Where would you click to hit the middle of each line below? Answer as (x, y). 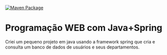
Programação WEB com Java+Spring (84, 28)
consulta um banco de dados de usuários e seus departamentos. (72, 47)
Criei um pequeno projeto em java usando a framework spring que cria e (80, 41)
